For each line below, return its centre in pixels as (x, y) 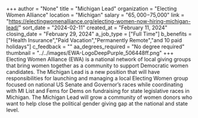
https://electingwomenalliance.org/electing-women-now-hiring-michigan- (100, 21)
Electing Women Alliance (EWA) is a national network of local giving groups (99, 59)
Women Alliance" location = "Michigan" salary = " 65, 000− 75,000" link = (95, 15)
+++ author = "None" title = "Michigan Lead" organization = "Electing (92, 9)
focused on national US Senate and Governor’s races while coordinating (95, 85)
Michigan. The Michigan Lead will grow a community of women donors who (99, 97)
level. (13, 110)
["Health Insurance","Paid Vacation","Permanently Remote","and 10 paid (94, 40)
